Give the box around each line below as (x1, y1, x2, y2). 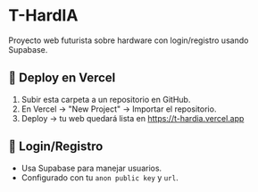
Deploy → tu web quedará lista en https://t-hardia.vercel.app (21, 113, 245, 123)
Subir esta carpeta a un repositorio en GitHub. (21, 94, 191, 104)
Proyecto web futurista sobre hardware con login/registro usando (8, 35, 249, 46)
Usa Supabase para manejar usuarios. (21, 163, 162, 173)
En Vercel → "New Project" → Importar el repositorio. (21, 104, 217, 114)
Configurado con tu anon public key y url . (21, 171, 179, 183)
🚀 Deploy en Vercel (8, 71, 116, 86)
